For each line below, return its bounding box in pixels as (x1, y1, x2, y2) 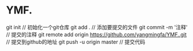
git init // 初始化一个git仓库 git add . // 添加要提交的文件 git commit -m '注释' (6, 23, 188, 30)
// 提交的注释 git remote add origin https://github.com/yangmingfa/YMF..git (6, 30, 187, 38)
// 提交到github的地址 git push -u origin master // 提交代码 (6, 38, 145, 45)
